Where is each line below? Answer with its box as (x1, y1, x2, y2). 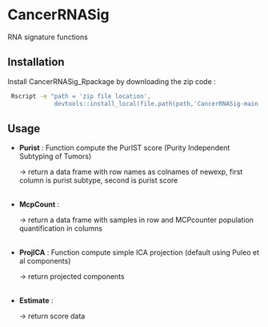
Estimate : (18, 296, 54, 305)
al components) (18, 256, 71, 266)
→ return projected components (18, 272, 125, 281)
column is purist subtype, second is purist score (18, 176, 178, 185)
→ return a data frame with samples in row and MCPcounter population (18, 215, 254, 225)
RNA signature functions (7, 32, 89, 42)
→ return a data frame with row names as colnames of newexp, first (18, 167, 243, 177)
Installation (7, 55, 65, 69)
